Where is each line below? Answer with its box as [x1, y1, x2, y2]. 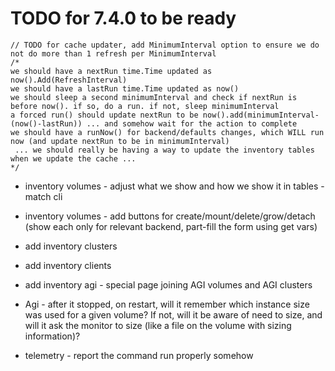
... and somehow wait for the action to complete [86, 118, 298, 129]
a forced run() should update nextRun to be [10, 110, 199, 120]
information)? [24, 330, 81, 342]
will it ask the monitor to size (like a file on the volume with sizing [24, 319, 292, 331]
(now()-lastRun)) [10, 118, 83, 129]
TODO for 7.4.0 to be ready [10, 7, 237, 30]
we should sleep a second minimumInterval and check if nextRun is [10, 92, 298, 102]
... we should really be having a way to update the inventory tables [14, 145, 315, 155]
